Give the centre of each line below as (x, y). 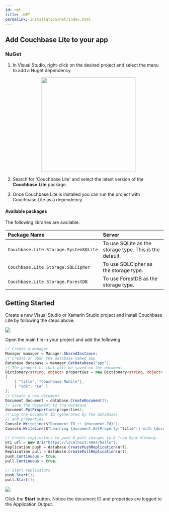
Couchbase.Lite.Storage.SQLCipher (49, 267)
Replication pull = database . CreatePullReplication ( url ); (67, 452)
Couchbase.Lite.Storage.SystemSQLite (53, 250)
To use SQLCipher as (128, 264)
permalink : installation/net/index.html (48, 19)
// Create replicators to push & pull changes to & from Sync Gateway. (82, 438)
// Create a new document (32, 396)
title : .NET (18, 15)
